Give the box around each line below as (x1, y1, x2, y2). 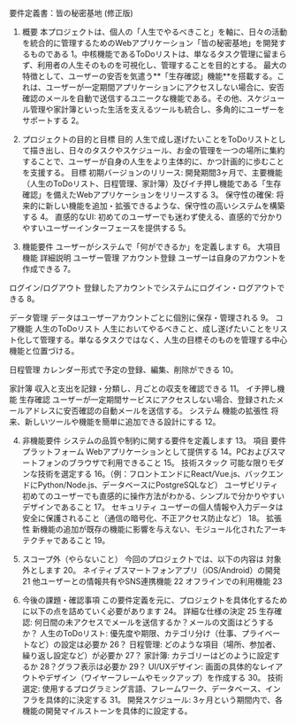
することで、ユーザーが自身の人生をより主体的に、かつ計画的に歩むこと (21, 156, 285, 167)
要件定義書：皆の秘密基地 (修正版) (9, 8, 134, 18)
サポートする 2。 (21, 115, 84, 126)
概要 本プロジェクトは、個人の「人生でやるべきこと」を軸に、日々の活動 (21, 27, 288, 37)
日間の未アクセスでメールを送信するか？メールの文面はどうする (42, 617, 275, 627)
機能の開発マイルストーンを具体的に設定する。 (21, 705, 193, 716)
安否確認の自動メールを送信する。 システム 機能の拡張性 (63, 406, 269, 416)
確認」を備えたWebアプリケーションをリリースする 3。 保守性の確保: (21, 190, 275, 199)
